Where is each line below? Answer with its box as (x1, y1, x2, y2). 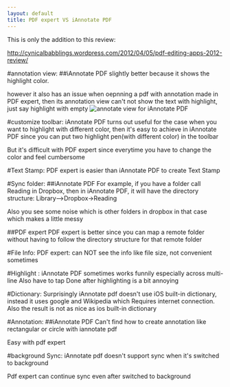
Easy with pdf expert (7, 338, 66, 347)
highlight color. (7, 76, 49, 84)
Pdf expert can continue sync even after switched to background (7, 372, 191, 380)
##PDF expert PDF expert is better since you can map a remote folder (7, 228, 205, 236)
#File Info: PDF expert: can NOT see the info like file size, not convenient (7, 248, 212, 257)
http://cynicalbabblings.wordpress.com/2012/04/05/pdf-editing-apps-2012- (7, 49, 222, 57)
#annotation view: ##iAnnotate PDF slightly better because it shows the (7, 69, 210, 78)
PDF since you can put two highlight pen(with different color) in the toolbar (7, 132, 218, 141)
